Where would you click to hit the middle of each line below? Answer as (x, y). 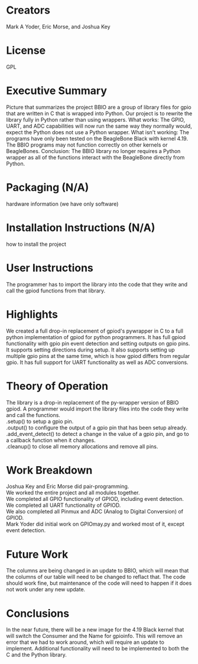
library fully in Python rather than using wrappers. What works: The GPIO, (95, 119)
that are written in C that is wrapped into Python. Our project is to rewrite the (99, 113)
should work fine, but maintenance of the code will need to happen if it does (99, 583)
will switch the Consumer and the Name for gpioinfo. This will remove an (95, 636)
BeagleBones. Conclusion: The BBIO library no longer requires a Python (93, 151)
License (26, 51)
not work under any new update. (46, 590)
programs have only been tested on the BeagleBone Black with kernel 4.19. (97, 138)
